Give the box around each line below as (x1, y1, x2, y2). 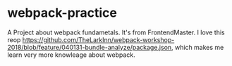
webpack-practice (7, 5, 118, 21)
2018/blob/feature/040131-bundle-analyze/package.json (7, 43, 172, 51)
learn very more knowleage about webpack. (7, 51, 135, 59)
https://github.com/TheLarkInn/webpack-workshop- (22, 35, 175, 44)
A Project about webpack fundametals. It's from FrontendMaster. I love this (7, 28, 225, 37)
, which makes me (171, 43, 224, 51)
